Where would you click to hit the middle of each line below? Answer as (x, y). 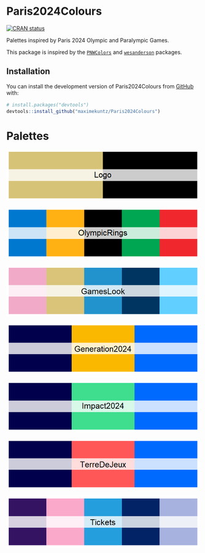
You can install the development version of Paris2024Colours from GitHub (100, 86)
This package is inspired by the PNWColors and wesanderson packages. (94, 52)
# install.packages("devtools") (48, 105)
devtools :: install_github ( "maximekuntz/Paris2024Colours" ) (83, 111)
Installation (28, 72)
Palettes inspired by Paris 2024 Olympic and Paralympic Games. (88, 40)
